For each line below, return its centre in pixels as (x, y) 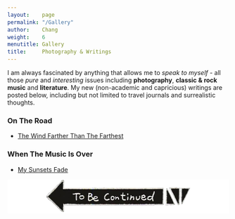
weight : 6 (26, 37)
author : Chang (33, 29)
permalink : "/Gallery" (40, 22)
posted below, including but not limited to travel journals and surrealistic (112, 95)
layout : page (31, 15)
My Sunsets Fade (43, 169)
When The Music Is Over (50, 154)
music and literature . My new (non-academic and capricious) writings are (115, 87)
